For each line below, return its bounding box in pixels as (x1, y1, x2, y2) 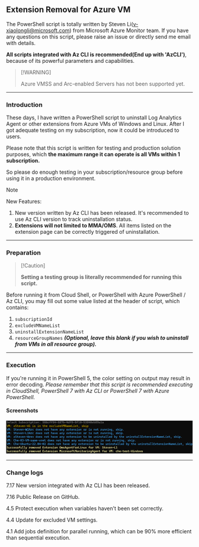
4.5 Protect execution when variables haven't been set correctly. (6, 505, 164, 512)
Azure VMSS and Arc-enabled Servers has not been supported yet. (20, 80, 185, 87)
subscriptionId (14, 317, 53, 323)
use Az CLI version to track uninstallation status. (14, 216, 133, 223)
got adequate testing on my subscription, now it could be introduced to (6, 127, 179, 134)
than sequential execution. (6, 534, 71, 542)
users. (6, 133, 22, 140)
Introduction (6, 100, 43, 109)
